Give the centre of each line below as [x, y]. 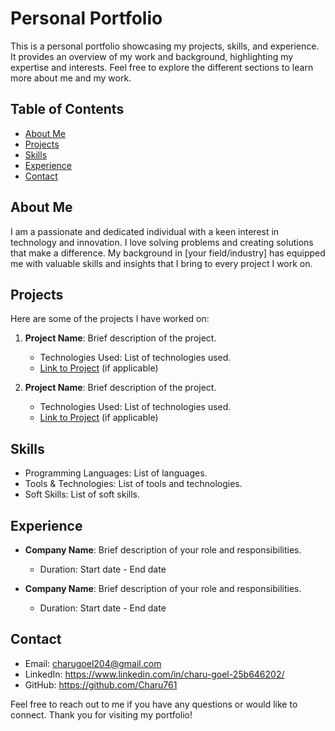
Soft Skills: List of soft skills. [82, 494]
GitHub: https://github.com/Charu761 [101, 684]
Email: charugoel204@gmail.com [93, 663]
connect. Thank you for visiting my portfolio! [101, 714]
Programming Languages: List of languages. [116, 473]
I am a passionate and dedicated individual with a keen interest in [145, 231]
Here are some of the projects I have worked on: [110, 319]
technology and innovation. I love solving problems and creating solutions [162, 242]
